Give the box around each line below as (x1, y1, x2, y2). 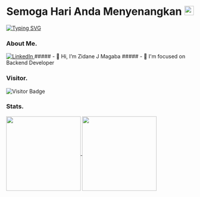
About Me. (6, 39, 37, 48)
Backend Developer (6, 59, 55, 67)
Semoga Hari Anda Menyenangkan (6, 5, 182, 18)
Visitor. (6, 74, 28, 82)
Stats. (6, 102, 24, 111)
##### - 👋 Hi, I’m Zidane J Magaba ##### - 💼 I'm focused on (34, 53, 186, 60)
